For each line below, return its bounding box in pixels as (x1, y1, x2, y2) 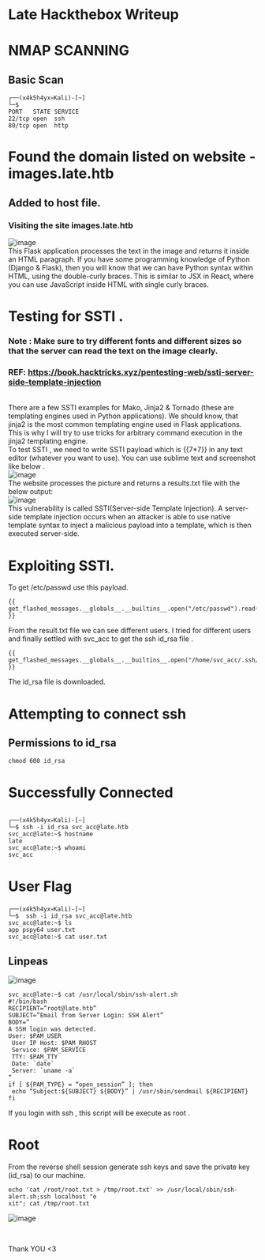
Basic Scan (8, 73, 65, 86)
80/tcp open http (8, 122, 69, 130)
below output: (8, 487, 54, 496)
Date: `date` (11, 1060, 55, 1068)
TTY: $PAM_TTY (11, 1053, 58, 1061)
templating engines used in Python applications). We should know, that (8, 411, 239, 421)
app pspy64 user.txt (8, 926, 77, 934)
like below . (8, 462, 45, 471)
